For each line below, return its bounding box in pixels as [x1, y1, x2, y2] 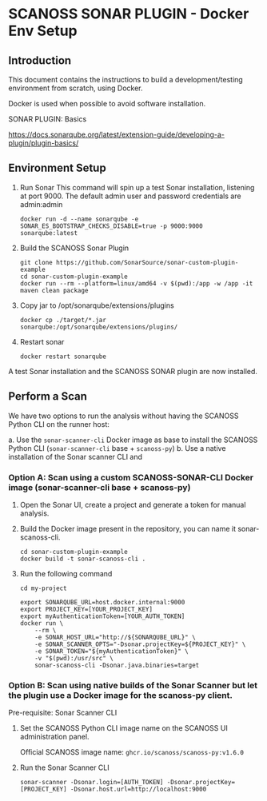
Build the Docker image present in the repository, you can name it [19, 524, 236, 533]
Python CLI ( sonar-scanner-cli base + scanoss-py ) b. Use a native [8, 443, 226, 452]
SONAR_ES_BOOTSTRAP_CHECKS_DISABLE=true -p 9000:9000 [19, 221, 203, 230]
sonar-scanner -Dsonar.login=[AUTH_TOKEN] [19, 779, 164, 787]
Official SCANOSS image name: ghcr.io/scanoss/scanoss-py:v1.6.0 [19, 747, 245, 757]
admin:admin [19, 199, 63, 209]
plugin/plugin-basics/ [8, 138, 79, 148]
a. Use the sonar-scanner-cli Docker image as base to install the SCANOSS [8, 435, 258, 444]
